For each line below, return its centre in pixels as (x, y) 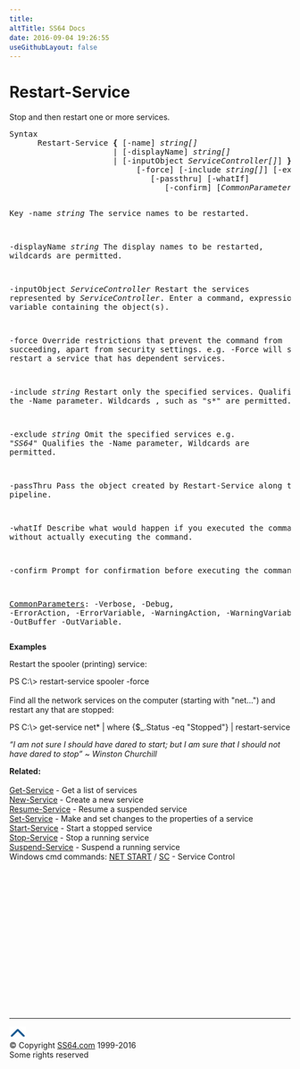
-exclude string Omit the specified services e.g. (122, 434)
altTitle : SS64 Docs (48, 28)
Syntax (24, 134)
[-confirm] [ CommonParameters (231, 188)
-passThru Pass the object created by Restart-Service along (146, 486)
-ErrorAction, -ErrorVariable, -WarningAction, (115, 613)
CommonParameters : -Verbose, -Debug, (92, 604)
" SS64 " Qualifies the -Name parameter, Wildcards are (129, 443)
